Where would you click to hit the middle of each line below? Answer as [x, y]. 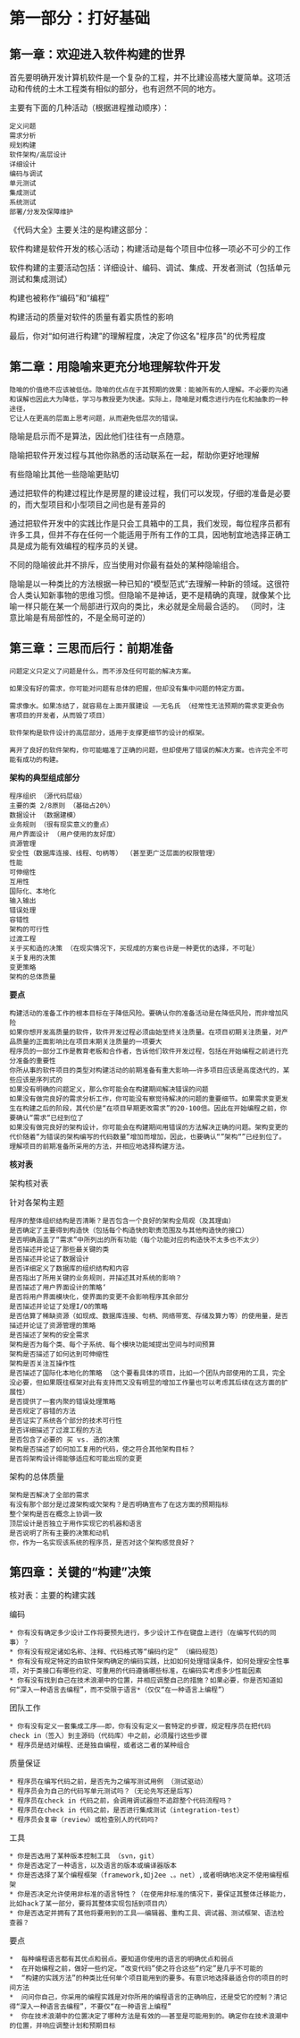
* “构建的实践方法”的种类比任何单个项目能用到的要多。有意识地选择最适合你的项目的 [146, 1978]
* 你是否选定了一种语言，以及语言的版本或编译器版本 [93, 1866]
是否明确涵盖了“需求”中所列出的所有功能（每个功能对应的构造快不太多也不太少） [136, 1240]
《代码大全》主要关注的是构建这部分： [79, 230]
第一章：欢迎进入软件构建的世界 [97, 54]
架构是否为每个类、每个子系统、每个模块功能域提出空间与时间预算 [112, 1344]
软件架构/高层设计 [38, 155]
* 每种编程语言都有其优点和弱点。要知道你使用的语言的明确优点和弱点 [121, 1959]
